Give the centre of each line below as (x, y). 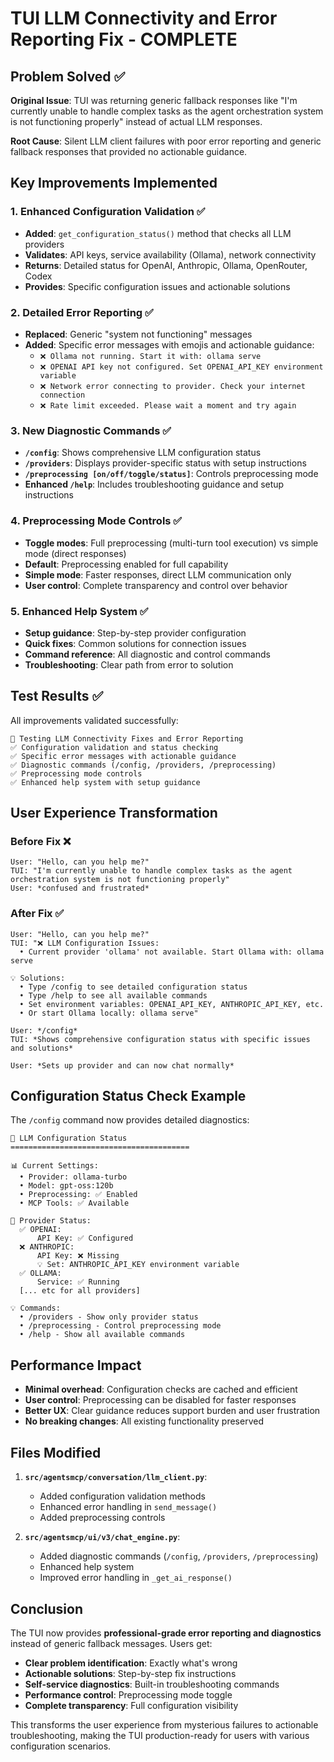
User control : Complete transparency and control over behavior (156, 585)
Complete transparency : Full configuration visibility (131, 1705)
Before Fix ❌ (41, 841)
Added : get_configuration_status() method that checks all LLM (158, 233)
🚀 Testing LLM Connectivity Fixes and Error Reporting (127, 738)
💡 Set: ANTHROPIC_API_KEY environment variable (138, 1265)
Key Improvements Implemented (114, 183)
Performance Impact (76, 1365)
